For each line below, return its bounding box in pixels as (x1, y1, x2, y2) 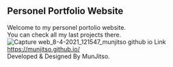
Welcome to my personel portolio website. (7, 23, 127, 31)
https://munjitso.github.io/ (7, 45, 80, 53)
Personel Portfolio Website (7, 5, 124, 17)
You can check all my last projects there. (7, 30, 122, 39)
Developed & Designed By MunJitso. (7, 52, 111, 60)
